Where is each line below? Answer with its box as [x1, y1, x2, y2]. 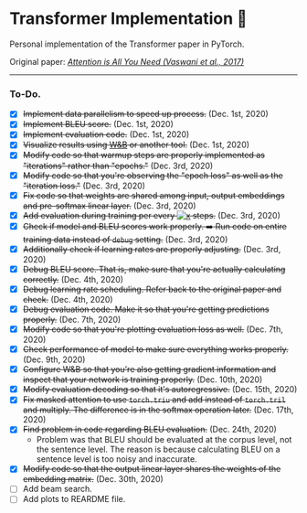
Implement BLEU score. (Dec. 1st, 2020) [22, 119, 174, 130]
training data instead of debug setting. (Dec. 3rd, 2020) [22, 233, 228, 245]
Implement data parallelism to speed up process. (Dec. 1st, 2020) [22, 109, 270, 120]
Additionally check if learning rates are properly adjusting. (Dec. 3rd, [22, 243, 281, 254]
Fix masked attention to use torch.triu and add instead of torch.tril [22, 394, 286, 405]
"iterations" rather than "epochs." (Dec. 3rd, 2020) [22, 160, 214, 171]
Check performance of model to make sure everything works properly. [22, 344, 290, 355]
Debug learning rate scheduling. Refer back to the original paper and [22, 283, 281, 294]
